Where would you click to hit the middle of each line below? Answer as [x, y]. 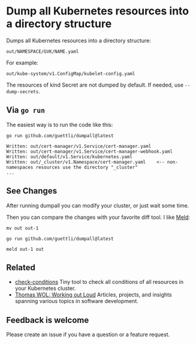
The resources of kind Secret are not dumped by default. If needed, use [95, 85]
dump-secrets [22, 91]
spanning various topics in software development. [77, 301]
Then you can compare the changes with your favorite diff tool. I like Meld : [98, 217]
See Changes [32, 191]
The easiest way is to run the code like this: [60, 124]
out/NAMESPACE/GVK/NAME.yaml [43, 51]
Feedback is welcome [48, 320]
